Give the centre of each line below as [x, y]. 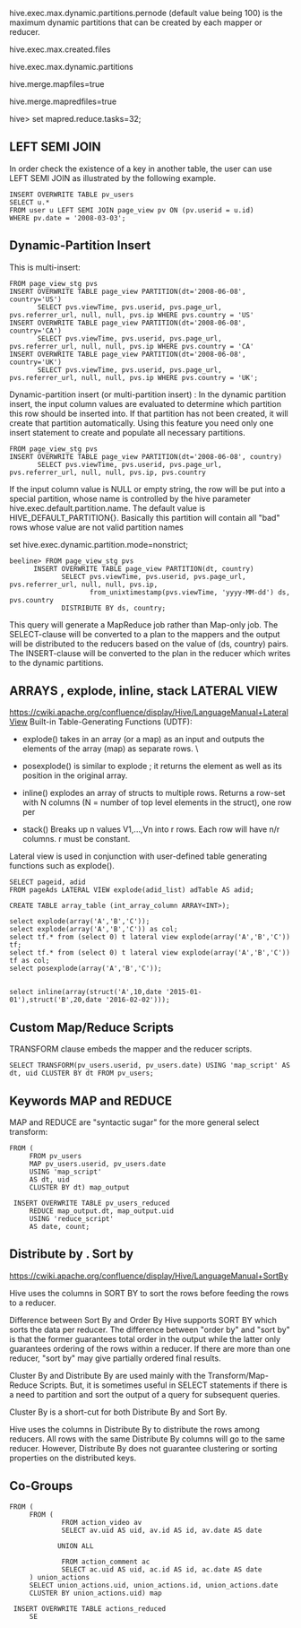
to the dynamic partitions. [57, 662]
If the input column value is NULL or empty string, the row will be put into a [147, 489]
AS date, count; [60, 1227]
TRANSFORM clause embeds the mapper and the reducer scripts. [131, 1049]
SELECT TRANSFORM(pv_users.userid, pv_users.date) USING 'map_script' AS [150, 1066]
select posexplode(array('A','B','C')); [86, 969]
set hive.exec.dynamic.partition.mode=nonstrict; [99, 544]
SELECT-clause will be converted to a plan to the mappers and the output [145, 634]
